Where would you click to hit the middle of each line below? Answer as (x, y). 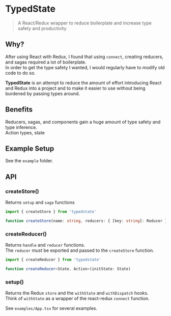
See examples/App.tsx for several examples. (51, 308)
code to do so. (20, 73)
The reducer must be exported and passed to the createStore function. (80, 250)
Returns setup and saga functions (40, 203)
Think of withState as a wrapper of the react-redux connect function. (78, 299)
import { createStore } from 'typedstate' (51, 212)
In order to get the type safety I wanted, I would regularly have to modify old (85, 67)
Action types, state (25, 132)
